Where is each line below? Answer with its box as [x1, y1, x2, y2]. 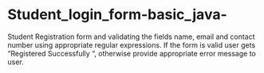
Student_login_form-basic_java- [7, 6, 228, 24]
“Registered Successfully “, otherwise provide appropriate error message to [7, 48, 256, 58]
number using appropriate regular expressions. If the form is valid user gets [7, 40, 256, 49]
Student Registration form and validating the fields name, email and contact [7, 32, 256, 41]
